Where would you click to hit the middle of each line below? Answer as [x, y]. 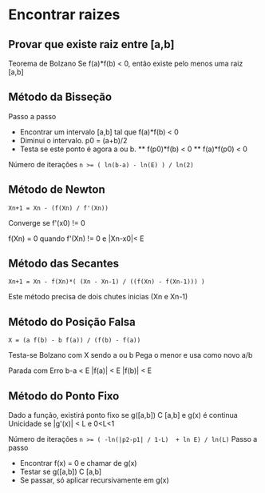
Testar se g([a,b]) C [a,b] [61, 472]
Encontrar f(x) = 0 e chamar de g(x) [78, 463]
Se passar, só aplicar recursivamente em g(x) [94, 480]
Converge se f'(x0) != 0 [47, 222]
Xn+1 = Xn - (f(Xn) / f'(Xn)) [59, 208]
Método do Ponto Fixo [64, 396]
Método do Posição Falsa [72, 322]
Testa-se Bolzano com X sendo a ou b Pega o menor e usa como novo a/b [131, 355]
